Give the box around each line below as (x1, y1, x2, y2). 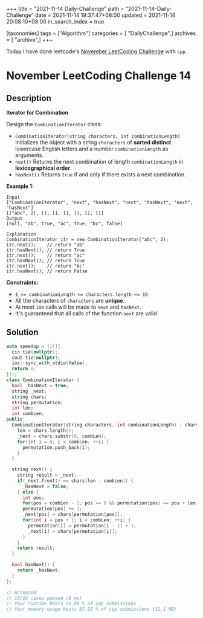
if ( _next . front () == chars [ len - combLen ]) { (17, 477, 134, 484)
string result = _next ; (17, 472, 77, 478)
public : (6, 416, 26, 422)
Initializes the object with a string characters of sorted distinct (14, 139, 172, 146)
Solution (6, 327, 39, 338)
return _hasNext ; (17, 567, 61, 573)
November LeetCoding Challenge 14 (6, 69, 192, 83)
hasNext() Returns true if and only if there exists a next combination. (14, 171, 186, 178)
